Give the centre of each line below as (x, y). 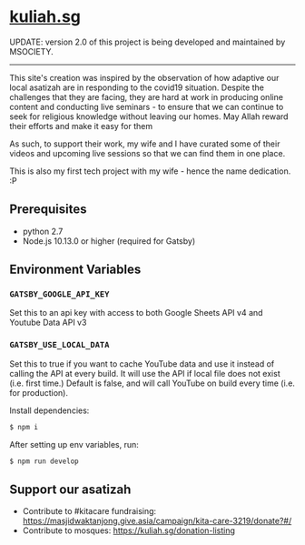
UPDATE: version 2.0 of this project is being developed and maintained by (148, 42)
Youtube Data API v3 (48, 323)
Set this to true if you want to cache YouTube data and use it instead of (142, 363)
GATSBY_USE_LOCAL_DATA (59, 345)
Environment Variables (75, 270)
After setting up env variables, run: (74, 444)
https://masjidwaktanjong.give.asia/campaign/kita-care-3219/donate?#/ (157, 521)
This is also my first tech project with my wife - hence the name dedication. (150, 171)
